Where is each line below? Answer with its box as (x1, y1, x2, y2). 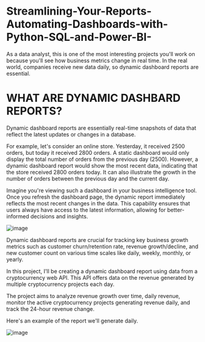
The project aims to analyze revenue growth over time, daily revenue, (6, 292, 181, 299)
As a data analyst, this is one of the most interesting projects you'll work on (6, 50, 195, 57)
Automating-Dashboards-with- (6, 17, 168, 31)
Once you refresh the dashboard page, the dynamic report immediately (6, 193, 185, 201)
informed (6, 212, 29, 220)
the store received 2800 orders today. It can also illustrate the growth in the (6, 168, 196, 176)
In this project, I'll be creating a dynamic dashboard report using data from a (6, 267, 198, 275)
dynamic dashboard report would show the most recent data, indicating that (6, 162, 198, 169)
